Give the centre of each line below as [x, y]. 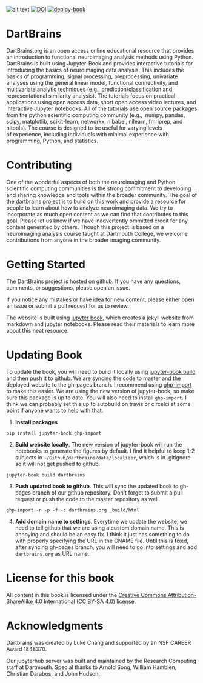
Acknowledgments [55, 626]
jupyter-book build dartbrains [46, 475]
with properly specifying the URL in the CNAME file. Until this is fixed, [102, 541]
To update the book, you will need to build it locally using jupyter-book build [101, 371]
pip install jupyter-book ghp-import [54, 433]
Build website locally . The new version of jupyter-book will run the [98, 444]
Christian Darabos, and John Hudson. [53, 673]
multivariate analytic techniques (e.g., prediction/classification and [89, 89]
